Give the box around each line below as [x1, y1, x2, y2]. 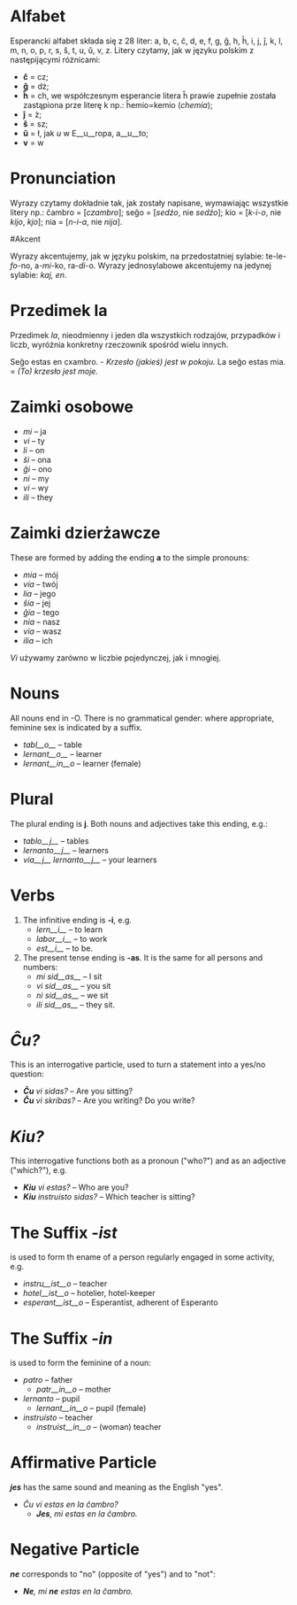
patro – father [22, 1375, 73, 1385]
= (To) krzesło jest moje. [10, 366, 98, 376]
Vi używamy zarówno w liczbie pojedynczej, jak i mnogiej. [10, 652, 222, 663]
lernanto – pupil [22, 1393, 80, 1404]
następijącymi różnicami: [10, 54, 101, 65]
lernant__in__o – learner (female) [22, 758, 141, 768]
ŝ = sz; [22, 118, 49, 129]
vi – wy [22, 482, 49, 493]
